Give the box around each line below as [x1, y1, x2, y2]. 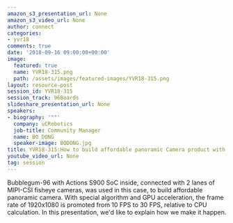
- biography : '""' [7, 114, 61, 121]
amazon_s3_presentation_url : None [7, 10, 108, 17]
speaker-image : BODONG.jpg [13, 140, 92, 147]
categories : [7, 29, 42, 37]
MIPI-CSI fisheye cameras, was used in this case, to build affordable [7, 185, 203, 194]
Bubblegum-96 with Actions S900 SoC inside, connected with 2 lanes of [7, 178, 216, 187]
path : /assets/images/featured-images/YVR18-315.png [13, 75, 170, 82]
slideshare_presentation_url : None [7, 101, 111, 108]
